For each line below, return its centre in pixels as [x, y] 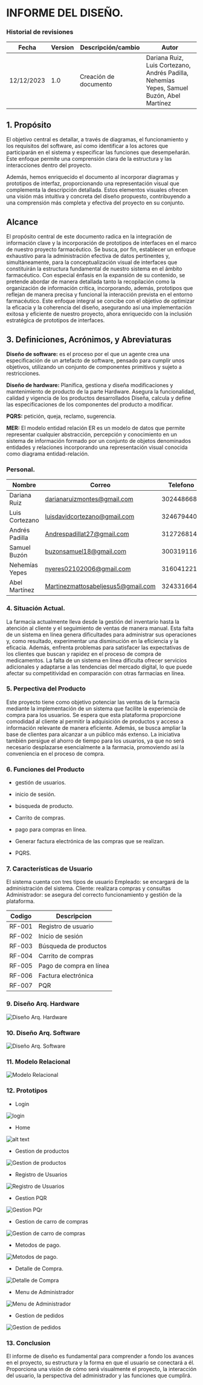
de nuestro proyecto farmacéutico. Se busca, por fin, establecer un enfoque [101, 249]
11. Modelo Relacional [38, 1062]
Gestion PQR [31, 1198]
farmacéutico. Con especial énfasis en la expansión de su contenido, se [96, 275]
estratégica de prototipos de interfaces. [56, 320]
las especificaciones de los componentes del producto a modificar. [90, 404]
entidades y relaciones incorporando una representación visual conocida [97, 447]
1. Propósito [29, 125]
